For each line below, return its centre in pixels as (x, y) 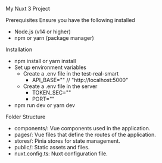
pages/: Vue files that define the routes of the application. (85, 134)
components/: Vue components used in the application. (82, 128)
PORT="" (43, 99)
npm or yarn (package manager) (54, 38)
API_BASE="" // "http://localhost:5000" (80, 80)
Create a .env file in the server (60, 86)
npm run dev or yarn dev (45, 105)
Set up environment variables (50, 67)
